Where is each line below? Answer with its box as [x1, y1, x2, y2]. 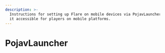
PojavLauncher [5, 37, 68, 49]
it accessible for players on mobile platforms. [9, 16, 111, 21]
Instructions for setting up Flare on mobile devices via [9, 12, 131, 17]
